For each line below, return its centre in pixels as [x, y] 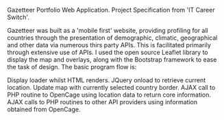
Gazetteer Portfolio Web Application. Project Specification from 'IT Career [111, 10]
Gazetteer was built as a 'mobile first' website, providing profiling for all [108, 31]
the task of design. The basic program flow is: [72, 67]
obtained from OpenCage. [44, 109]
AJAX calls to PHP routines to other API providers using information [102, 102]
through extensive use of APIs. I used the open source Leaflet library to [108, 52]
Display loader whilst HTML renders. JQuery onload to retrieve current [107, 80]
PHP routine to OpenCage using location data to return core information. [109, 95]
